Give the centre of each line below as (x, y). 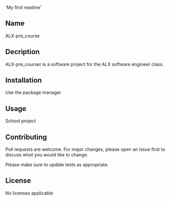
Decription (23, 52)
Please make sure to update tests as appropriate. (57, 165)
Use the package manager (33, 93)
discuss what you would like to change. (47, 155)
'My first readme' (24, 7)
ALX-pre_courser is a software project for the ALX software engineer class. (84, 64)
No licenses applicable (29, 193)
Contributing (26, 137)
